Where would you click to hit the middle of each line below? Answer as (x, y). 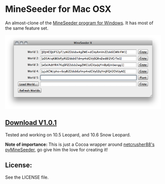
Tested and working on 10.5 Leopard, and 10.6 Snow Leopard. (68, 134)
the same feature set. (27, 28)
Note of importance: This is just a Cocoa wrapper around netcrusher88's (80, 144)
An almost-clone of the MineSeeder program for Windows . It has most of (79, 23)
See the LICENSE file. (27, 177)
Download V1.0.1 (31, 123)
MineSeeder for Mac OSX (58, 9)
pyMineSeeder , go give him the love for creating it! (57, 149)
